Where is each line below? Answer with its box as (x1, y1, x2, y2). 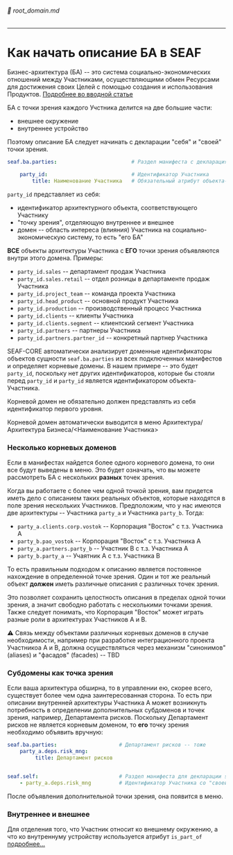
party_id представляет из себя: (7, 190, 101, 198)
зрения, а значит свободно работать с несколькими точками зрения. (7, 601, 213, 609)
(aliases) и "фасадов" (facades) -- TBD (7, 651, 120, 659)
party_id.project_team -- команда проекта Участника (17, 289, 175, 297)
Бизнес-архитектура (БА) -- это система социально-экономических (7, 68, 211, 76)
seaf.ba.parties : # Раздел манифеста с (7, 159, 194, 166)
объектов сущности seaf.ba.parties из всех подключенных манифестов (7, 354, 223, 363)
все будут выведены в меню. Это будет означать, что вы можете (7, 466, 201, 474)
